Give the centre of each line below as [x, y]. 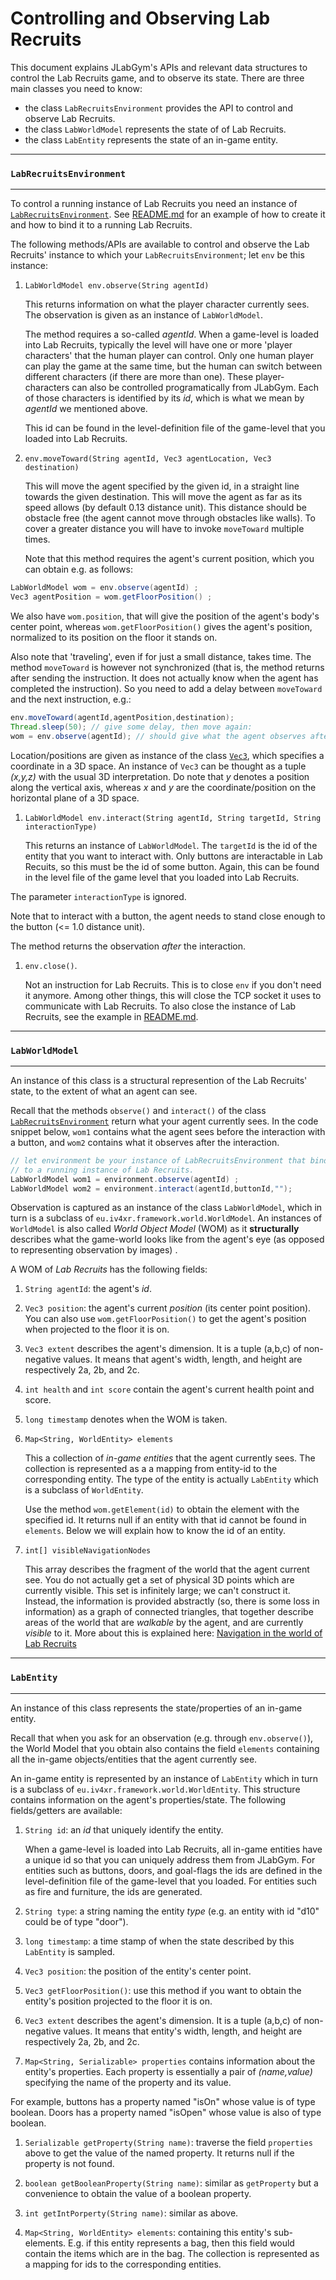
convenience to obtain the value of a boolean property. [138, 2193]
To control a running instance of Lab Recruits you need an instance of [154, 204]
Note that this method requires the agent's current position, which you [169, 559]
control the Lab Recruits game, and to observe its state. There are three [157, 78]
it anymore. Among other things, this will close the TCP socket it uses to [173, 995]
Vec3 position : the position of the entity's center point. [138, 1971]
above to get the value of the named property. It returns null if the [159, 2153]
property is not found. [69, 2163]
